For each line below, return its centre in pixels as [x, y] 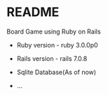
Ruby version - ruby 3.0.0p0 [58, 45]
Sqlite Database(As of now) [56, 72]
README [33, 12]
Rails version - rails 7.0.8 [52, 58]
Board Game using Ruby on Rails [54, 31]
